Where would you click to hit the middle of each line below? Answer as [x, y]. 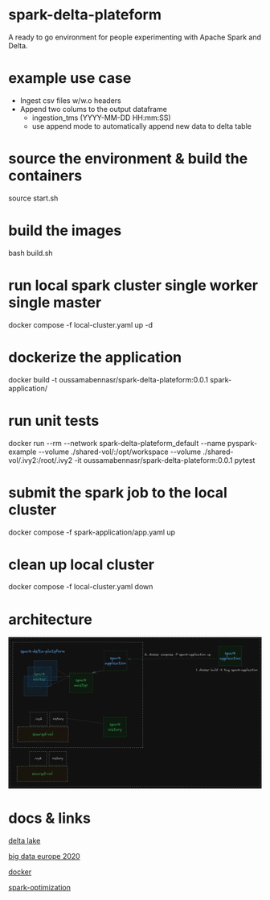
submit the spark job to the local [118, 492]
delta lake [25, 840]
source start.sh [33, 198]
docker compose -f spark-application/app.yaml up [92, 532]
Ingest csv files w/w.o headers [71, 100]
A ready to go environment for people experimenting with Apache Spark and [135, 37]
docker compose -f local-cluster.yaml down [81, 587]
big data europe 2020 [44, 856]
